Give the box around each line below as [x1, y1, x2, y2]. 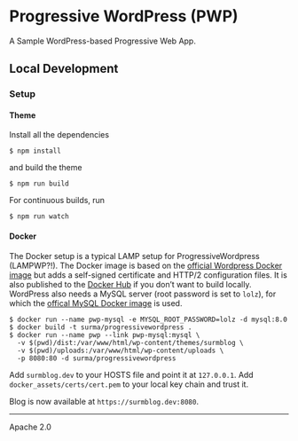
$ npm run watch [9, 212, 69, 221]
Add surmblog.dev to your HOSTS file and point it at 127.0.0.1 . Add [9, 369, 255, 380]
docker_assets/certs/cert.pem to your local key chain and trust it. [9, 379, 249, 390]
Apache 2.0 [9, 421, 51, 432]
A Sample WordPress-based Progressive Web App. [9, 35, 197, 46]
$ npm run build [9, 179, 69, 188]
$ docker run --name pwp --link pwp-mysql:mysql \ [9, 330, 200, 339]
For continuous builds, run [9, 195, 105, 206]
